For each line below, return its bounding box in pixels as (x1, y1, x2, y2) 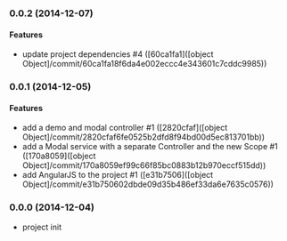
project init (21, 221, 62, 232)
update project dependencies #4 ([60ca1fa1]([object (21, 49, 214, 60)
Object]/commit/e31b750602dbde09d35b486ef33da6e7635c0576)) (21, 179, 275, 189)
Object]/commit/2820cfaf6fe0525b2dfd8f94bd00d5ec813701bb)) (21, 132, 266, 142)
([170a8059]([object (21, 150, 96, 162)
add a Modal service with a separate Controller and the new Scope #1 (21, 141, 278, 152)
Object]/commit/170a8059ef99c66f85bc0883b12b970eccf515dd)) (21, 160, 266, 171)
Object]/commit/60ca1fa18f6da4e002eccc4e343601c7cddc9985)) (21, 59, 267, 69)
